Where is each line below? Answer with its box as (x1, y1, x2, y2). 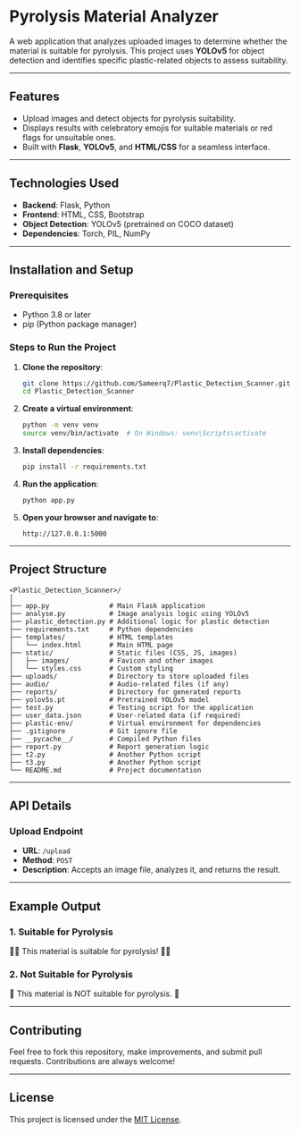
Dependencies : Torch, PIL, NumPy (21, 228, 151, 239)
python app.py (21, 495, 75, 504)
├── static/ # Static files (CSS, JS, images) (9, 648, 238, 657)
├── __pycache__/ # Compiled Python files (9, 734, 202, 743)
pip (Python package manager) (21, 319, 137, 330)
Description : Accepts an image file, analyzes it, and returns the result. (21, 865, 281, 875)
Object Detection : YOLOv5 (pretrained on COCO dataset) (21, 218, 235, 229)
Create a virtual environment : (21, 403, 134, 414)
